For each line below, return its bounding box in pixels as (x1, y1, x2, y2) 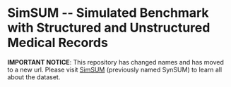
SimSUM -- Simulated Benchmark (7, 5, 209, 21)
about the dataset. (7, 72, 61, 81)
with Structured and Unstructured (7, 20, 211, 36)
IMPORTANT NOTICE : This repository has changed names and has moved (7, 58, 224, 66)
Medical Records (7, 35, 108, 51)
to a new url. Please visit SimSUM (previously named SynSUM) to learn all (7, 65, 223, 74)
